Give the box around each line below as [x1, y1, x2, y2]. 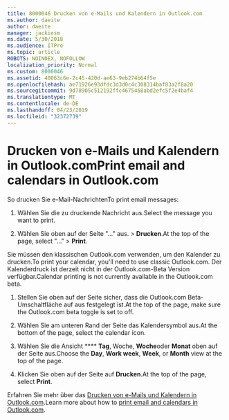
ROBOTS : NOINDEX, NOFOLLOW [7, 55, 85, 62]
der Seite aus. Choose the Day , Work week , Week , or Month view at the [17, 349, 223, 357]
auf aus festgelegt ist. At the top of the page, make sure [63, 300, 221, 309]
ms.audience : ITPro [7, 42, 64, 49]
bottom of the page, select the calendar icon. [17, 328, 147, 336]
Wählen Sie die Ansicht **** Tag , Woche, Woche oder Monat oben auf [17, 342, 218, 350]
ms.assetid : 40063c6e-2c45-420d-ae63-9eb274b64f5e [7, 74, 156, 82]
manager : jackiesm [7, 29, 60, 37]
